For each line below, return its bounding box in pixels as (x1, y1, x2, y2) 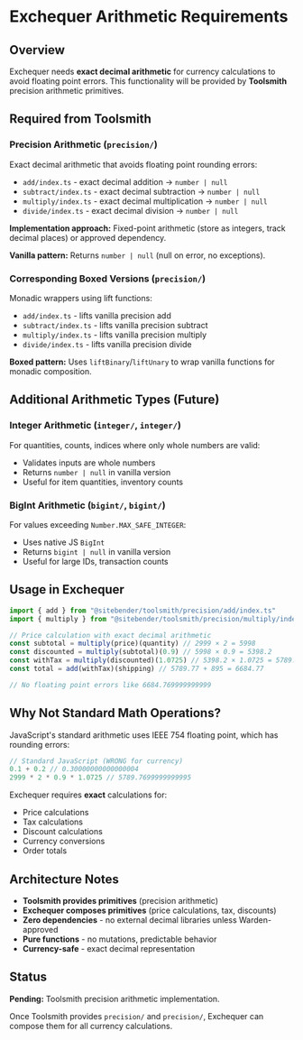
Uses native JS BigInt (22, 537, 106, 548)
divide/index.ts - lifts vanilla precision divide (22, 338, 192, 349)
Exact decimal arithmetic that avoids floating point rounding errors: (9, 159, 258, 170)
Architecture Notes (9, 871, 120, 887)
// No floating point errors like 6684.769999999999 (9, 680, 212, 689)
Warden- (238, 915, 272, 925)
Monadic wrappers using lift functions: (9, 292, 153, 303)
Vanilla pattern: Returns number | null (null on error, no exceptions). (9, 250, 266, 261)
